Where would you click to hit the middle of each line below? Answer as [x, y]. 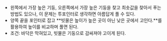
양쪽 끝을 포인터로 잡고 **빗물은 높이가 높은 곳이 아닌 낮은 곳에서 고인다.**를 [86, 20]
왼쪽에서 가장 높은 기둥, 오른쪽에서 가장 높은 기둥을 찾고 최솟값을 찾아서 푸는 [86, 7]
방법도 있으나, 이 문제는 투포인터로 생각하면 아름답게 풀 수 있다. [73, 14]
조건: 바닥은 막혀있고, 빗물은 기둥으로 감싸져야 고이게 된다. [68, 33]
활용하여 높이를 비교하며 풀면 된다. [44, 27]
